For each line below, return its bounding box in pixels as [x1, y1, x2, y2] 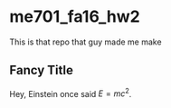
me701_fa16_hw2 [9, 6, 140, 27]
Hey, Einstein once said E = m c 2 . [9, 86, 132, 99]
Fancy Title [9, 63, 74, 78]
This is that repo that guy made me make [9, 36, 162, 47]
